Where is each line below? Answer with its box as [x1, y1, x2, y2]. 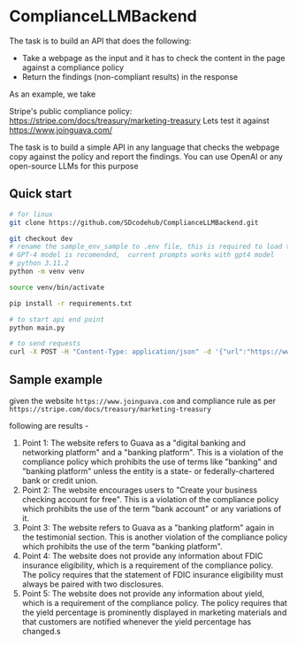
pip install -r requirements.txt [9, 299, 133, 307]
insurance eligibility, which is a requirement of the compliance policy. [21, 560, 274, 571]
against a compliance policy [21, 62, 125, 73]
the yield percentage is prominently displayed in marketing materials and [21, 607, 287, 618]
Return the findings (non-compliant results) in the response [21, 71, 239, 82]
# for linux [9, 210, 53, 219]
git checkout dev [9, 234, 73, 243]
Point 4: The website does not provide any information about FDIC [21, 550, 263, 561]
